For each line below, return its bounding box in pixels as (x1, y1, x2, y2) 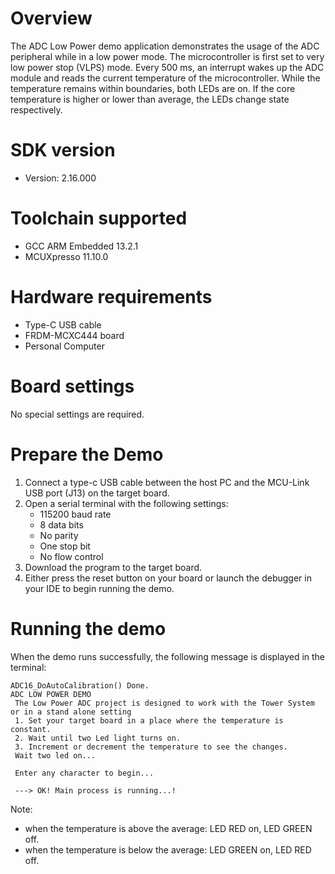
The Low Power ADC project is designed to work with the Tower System (14, 698, 315, 708)
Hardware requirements (10, 286, 213, 308)
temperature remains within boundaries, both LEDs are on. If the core (10, 82, 296, 94)
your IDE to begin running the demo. (24, 582, 175, 594)
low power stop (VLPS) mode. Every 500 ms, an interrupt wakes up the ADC (10, 61, 325, 73)
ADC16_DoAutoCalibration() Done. (10, 680, 150, 691)
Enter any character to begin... (14, 768, 155, 778)
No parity (39, 529, 79, 541)
